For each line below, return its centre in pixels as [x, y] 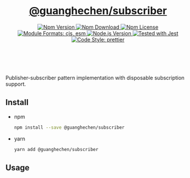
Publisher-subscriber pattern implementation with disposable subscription [95, 78]
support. [16, 84]
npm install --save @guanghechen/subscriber [69, 127]
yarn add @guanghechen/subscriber [56, 149]
